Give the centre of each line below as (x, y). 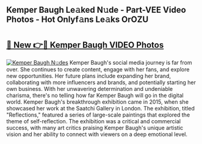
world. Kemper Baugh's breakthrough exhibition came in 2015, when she (98, 102)
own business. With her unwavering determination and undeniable (90, 89)
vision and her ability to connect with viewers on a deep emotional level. (97, 134)
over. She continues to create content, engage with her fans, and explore (98, 69)
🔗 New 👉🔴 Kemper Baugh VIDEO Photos (85, 45)
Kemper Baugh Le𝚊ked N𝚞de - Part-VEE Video (96, 10)
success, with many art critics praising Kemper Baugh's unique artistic (95, 128)
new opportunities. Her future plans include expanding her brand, (88, 76)
